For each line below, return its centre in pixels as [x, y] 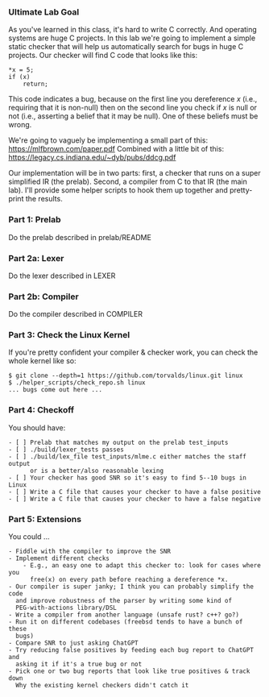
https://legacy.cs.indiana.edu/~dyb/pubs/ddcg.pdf [92, 158]
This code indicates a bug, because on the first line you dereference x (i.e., [133, 99]
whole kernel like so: [42, 361]
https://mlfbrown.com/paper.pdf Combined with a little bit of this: [116, 149]
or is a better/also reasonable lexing [96, 471]
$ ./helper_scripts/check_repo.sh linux [77, 383]
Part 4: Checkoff [41, 410]
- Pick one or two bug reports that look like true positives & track [129, 671]
